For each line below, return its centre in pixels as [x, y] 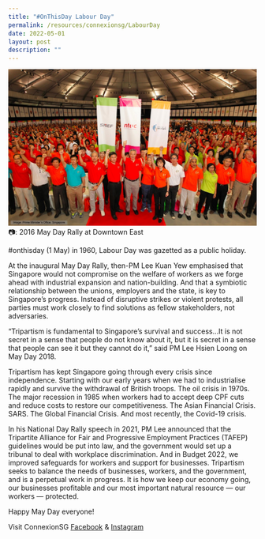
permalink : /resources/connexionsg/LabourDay [84, 25]
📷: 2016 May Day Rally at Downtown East [76, 232]
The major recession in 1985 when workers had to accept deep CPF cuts [126, 397]
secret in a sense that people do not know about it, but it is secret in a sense [132, 339]
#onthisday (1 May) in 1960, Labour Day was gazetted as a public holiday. [127, 250]
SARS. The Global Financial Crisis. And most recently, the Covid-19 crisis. [127, 413]
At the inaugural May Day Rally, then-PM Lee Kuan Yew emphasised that [126, 266]
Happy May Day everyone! [51, 511]
